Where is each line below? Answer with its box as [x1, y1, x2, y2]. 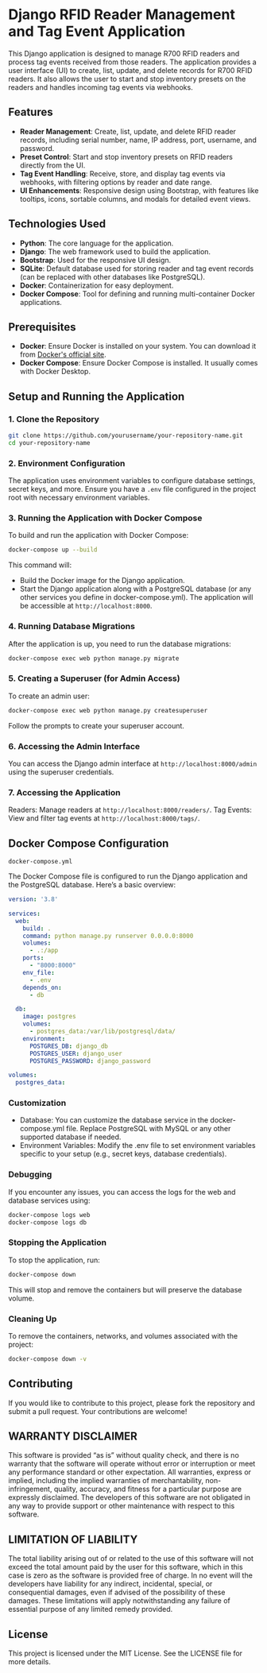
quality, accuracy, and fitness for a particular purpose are [53, 1484, 242, 1494]
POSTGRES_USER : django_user [29, 1049, 123, 1057]
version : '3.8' [8, 895, 59, 903]
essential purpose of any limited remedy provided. [8, 1605, 173, 1614]
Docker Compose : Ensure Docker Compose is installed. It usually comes [19, 358, 258, 368]
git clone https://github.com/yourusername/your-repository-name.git [8, 431, 244, 440]
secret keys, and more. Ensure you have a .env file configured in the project [8, 485, 257, 494]
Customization [8, 1098, 67, 1109]
